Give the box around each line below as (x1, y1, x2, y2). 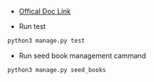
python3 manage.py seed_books (7, 66, 107, 73)
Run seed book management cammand (18, 51, 146, 60)
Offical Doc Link (18, 7, 71, 16)
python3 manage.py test (7, 37, 86, 45)
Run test (18, 22, 46, 30)
